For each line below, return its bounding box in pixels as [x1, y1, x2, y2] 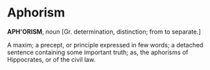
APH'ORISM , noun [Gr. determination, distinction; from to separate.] [7, 27, 202, 36]
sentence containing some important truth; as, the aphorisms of [7, 48, 189, 56]
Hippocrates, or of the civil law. [7, 55, 96, 63]
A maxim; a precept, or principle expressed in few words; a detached [7, 40, 204, 49]
